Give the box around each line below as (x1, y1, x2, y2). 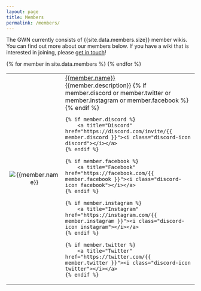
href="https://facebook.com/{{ (65, 170, 154, 177)
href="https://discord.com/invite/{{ (65, 128, 173, 135)
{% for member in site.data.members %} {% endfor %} (6, 60, 142, 68)
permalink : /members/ (6, 20, 60, 26)
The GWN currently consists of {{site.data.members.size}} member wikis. (6, 36, 187, 44)
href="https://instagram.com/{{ (65, 212, 157, 219)
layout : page (6, 8, 39, 15)
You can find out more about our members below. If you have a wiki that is (6, 42, 190, 50)
